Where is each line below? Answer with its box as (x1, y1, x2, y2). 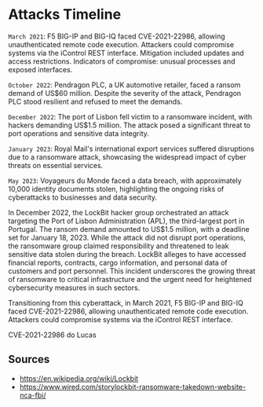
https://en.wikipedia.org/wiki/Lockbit (19, 373, 139, 383)
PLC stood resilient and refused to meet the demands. (8, 97, 183, 106)
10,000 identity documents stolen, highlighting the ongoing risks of (8, 184, 225, 193)
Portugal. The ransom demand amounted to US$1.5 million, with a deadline (8, 224, 250, 233)
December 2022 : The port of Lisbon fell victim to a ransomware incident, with (8, 112, 253, 121)
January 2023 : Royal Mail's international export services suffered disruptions (8, 144, 255, 153)
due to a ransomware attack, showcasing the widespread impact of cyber (8, 152, 247, 162)
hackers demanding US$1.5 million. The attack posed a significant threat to (8, 120, 251, 130)
